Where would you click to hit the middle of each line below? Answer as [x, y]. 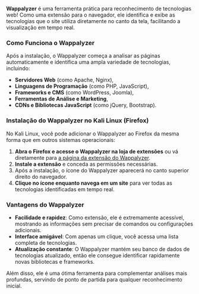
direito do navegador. [41, 176]
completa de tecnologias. [46, 242]
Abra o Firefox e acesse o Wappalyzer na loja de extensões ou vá [96, 151]
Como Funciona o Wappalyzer [50, 43]
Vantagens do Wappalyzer [45, 204]
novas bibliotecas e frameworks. [55, 261]
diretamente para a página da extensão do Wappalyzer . [82, 157]
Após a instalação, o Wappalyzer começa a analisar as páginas [83, 56]
